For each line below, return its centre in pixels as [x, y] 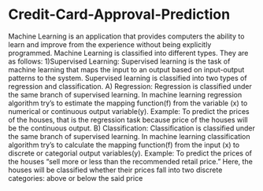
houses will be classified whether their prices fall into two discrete [115, 170]
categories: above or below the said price [76, 178]
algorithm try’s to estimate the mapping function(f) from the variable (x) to [128, 103]
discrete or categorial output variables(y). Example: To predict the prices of [130, 153]
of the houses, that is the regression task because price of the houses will [128, 119]
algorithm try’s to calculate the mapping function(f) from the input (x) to [124, 145]
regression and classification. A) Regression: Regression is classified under [130, 86]
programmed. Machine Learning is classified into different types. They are [128, 53]
